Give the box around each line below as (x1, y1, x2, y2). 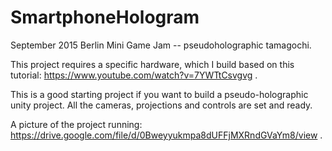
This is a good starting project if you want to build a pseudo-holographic (10, 88, 309, 100)
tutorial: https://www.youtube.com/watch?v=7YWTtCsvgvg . (10, 69, 258, 81)
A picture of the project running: (10, 118, 143, 130)
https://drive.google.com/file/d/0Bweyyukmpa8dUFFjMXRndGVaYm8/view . (10, 129, 323, 141)
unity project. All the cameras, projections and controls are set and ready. (10, 99, 313, 111)
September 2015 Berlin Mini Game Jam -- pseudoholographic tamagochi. (10, 39, 312, 51)
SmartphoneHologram (10, 6, 200, 29)
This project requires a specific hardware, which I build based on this (10, 58, 295, 70)
